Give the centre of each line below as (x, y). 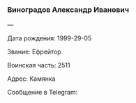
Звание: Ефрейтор (34, 52)
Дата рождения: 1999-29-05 (50, 38)
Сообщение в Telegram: (43, 93)
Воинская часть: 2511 (39, 65)
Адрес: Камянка (31, 79)
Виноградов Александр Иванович (68, 10)
